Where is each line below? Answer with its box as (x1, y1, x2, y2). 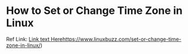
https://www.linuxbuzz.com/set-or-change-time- (62, 35, 182, 42)
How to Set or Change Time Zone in (6, 4, 183, 17)
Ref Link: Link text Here (6, 35, 63, 42)
